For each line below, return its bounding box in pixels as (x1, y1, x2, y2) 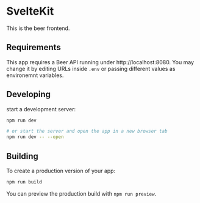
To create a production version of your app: (6, 167, 116, 174)
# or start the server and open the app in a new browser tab (6, 128, 168, 135)
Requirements (6, 42, 61, 53)
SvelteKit (6, 4, 54, 18)
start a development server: (6, 105, 76, 113)
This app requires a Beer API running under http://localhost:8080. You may (6, 58, 194, 65)
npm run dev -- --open (6, 134, 64, 140)
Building (6, 151, 38, 161)
